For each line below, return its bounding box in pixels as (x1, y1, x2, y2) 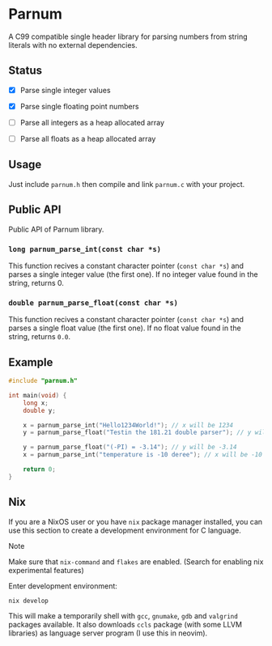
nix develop (8, 597, 49, 605)
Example (8, 355, 53, 369)
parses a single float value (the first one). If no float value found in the (8, 323, 241, 333)
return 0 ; (23, 465, 57, 474)
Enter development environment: (8, 580, 117, 591)
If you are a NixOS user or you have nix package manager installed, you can (8, 516, 263, 526)
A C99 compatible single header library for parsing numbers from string (8, 32, 249, 41)
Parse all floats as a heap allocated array (19, 134, 156, 143)
